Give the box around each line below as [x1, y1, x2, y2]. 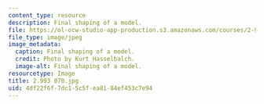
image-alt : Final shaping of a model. [15, 63, 143, 70]
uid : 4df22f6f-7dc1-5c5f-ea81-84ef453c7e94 [8, 84, 153, 92]
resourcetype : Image [8, 70, 76, 77]
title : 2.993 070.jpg [8, 77, 79, 84]
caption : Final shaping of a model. [15, 48, 135, 56]
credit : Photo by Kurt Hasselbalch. [15, 56, 135, 63]
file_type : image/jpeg [8, 33, 82, 41]
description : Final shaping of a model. [8, 19, 143, 27]
